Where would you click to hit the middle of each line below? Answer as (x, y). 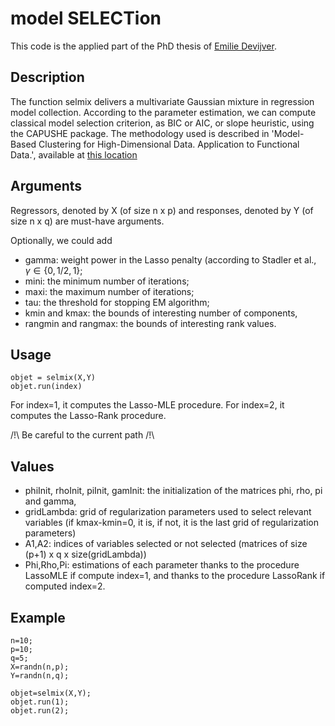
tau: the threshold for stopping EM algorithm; (117, 302)
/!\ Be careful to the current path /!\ (82, 435)
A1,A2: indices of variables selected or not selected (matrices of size (166, 544)
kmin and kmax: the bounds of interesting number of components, (161, 313)
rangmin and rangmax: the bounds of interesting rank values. (150, 323)
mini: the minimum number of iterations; (107, 281)
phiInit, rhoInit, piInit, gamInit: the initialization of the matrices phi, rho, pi (173, 491)
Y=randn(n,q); (40, 676)
